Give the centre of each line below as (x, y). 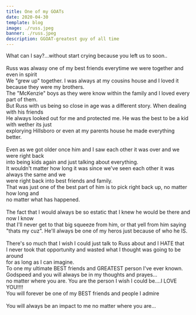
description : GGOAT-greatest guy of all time (62, 39)
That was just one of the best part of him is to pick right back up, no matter (97, 187)
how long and (23, 193)
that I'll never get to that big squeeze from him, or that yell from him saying (96, 225)
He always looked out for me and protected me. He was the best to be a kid (97, 118)
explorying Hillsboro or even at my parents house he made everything (90, 131)
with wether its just (29, 125)
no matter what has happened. (43, 200)
